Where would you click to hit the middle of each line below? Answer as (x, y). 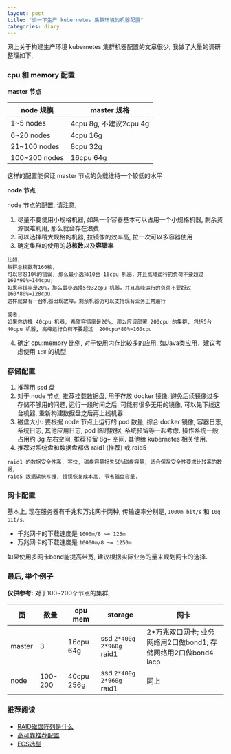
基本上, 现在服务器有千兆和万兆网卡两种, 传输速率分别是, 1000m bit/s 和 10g (114, 512)
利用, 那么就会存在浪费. (68, 228)
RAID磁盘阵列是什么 (45, 726)
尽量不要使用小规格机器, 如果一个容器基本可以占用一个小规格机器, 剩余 (117, 219)
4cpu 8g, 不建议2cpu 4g (110, 123)
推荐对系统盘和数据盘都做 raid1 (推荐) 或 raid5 (81, 447)
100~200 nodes (37, 157)
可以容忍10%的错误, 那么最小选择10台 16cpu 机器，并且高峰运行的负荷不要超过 (106, 274)
